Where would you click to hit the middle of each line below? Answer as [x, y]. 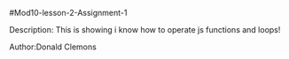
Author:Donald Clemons [53, 47]
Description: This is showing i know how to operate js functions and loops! [145, 29]
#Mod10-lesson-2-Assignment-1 [68, 13]
